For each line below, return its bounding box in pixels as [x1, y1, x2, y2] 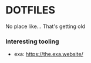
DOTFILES [5, 3, 56, 17]
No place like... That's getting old [5, 23, 86, 30]
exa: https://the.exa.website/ [14, 51, 83, 58]
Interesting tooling [5, 37, 59, 45]
